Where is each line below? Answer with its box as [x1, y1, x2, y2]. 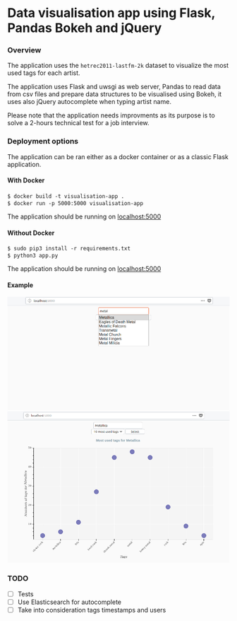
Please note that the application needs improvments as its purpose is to [7, 111, 215, 120]
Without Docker [7, 228, 55, 237]
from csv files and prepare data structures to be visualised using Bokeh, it [7, 90, 222, 98]
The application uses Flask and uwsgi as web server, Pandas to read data [7, 83, 221, 91]
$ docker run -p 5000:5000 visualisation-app [7, 199, 143, 207]
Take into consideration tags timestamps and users [17, 605, 166, 614]
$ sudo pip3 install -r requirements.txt [7, 245, 131, 253]
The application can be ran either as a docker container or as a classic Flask [7, 152, 229, 161]
